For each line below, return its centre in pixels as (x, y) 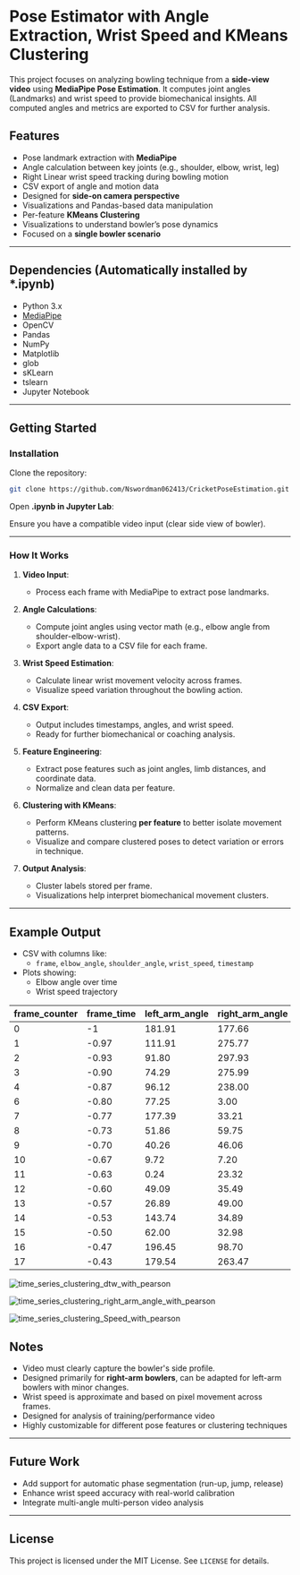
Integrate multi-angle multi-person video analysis (112, 1502)
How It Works (39, 555)
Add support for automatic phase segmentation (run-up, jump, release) (153, 1483)
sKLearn (37, 372)
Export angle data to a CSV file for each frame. (121, 646)
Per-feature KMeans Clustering (81, 214)
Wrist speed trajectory (76, 992)
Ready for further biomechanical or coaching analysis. (135, 734)
